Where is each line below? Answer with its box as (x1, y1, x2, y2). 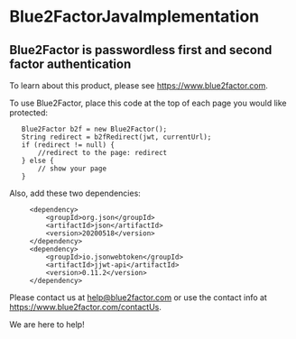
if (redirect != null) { (21, 141, 116, 150)
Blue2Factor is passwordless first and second (9, 42, 273, 58)
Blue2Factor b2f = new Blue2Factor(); (21, 124, 168, 133)
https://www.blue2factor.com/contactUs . (9, 302, 162, 312)
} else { (21, 156, 54, 165)
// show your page (37, 164, 106, 173)
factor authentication (9, 56, 132, 71)
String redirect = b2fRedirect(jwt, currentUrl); (21, 133, 212, 142)
